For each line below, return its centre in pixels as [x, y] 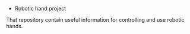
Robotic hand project [40, 8]
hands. [15, 26]
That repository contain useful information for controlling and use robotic [95, 20]
